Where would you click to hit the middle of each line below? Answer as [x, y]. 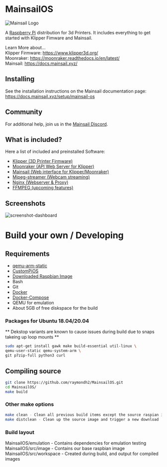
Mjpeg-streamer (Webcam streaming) [51, 177]
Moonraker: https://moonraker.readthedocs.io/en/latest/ [63, 58]
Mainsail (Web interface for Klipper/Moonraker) [61, 172]
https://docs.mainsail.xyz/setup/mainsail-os [50, 96]
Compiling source [33, 371]
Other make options [30, 404]
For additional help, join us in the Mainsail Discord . [57, 124]
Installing [20, 79]
